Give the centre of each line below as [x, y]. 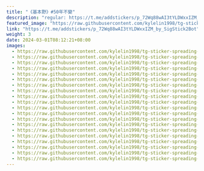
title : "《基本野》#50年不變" [41, 12]
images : [16, 46]
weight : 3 [19, 35]
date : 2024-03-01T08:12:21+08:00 [49, 40]
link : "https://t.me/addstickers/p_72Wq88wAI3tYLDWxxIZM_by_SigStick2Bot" [103, 29]
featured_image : [27, 23]
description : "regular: [36, 18]
